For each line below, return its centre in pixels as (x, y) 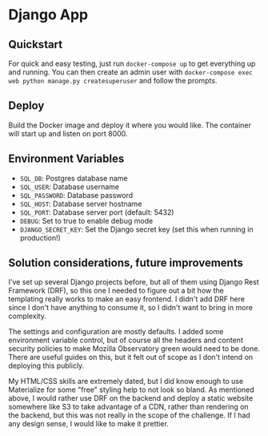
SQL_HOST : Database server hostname (81, 204)
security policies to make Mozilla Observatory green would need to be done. (134, 349)
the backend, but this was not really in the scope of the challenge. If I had (129, 415)
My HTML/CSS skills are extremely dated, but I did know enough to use (126, 381)
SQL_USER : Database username (70, 187)
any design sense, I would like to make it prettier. (89, 424)
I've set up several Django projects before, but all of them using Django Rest (134, 282)
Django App (48, 15)
